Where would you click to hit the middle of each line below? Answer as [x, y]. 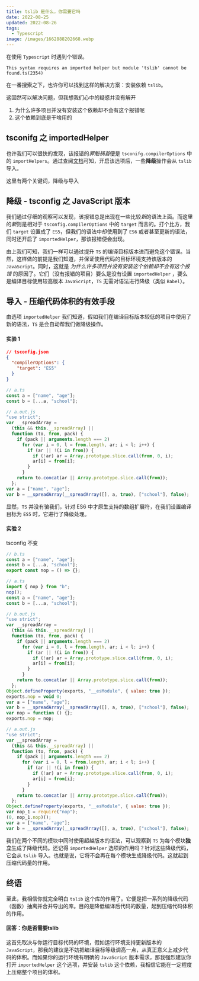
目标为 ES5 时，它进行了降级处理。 [48, 514]
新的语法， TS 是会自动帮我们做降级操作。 [56, 324]
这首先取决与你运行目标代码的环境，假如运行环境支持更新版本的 [84, 942]
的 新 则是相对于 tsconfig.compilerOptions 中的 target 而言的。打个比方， [96, 224]
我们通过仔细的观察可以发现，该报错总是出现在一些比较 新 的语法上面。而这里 [99, 216]
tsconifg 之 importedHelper [57, 138]
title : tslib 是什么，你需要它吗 [44, 12]
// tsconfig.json [28, 352]
